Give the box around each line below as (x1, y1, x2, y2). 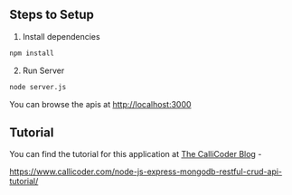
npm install (9, 49, 54, 58)
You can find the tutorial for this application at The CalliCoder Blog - (9, 149, 262, 160)
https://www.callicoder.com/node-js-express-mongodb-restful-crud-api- (9, 166, 283, 177)
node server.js (9, 82, 67, 91)
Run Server (22, 65, 65, 76)
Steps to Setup (9, 7, 95, 23)
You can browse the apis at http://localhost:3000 (9, 98, 192, 109)
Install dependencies (22, 31, 101, 42)
